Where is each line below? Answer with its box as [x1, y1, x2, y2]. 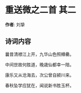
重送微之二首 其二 [5, 4, 76, 16]
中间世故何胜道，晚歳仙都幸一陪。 [5, 62, 74, 68]
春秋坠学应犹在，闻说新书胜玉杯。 [5, 82, 74, 88]
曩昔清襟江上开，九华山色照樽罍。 [5, 51, 74, 57]
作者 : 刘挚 [5, 22, 25, 27]
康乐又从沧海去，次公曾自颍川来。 [5, 72, 74, 78]
